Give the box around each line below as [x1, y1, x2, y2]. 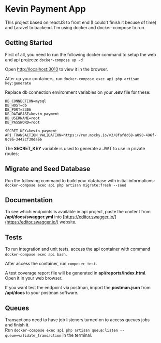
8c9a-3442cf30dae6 [5, 137, 42, 142]
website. [59, 219, 76, 225]
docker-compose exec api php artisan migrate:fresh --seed [5, 183, 127, 188]
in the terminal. [62, 332, 92, 338]
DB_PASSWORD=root [5, 120, 40, 125]
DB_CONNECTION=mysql [5, 99, 47, 103]
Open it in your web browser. [5, 275, 63, 281]
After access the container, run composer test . [5, 261, 98, 267]
